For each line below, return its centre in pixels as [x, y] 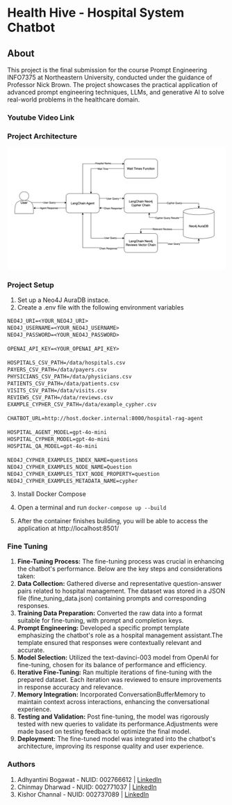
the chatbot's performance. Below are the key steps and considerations [120, 569]
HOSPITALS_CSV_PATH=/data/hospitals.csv [67, 363]
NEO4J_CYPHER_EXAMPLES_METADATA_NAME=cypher [73, 481]
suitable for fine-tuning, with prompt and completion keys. [100, 621]
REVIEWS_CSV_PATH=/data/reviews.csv [60, 398]
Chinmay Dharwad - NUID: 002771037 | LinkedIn [87, 787]
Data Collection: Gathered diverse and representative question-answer [119, 584]
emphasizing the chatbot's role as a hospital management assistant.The [120, 635]
